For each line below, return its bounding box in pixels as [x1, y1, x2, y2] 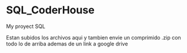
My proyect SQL [6, 23, 46, 30]
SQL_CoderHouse [6, 3, 95, 17]
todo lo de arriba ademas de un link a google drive [6, 40, 128, 47]
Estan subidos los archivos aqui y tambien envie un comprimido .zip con [6, 34, 181, 41]
